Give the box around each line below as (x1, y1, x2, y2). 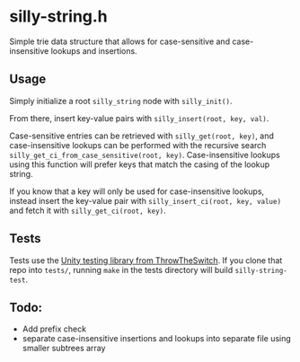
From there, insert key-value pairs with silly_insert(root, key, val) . (9, 112, 269, 123)
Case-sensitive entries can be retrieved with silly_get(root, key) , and (9, 130, 274, 141)
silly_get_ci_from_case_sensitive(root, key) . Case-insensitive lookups (9, 149, 280, 160)
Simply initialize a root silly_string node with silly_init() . (9, 95, 233, 106)
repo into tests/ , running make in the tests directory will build (9, 264, 234, 275)
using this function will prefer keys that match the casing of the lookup (9, 159, 270, 170)
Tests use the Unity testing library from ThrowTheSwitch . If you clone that (9, 254, 283, 266)
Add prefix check (22, 323, 87, 334)
